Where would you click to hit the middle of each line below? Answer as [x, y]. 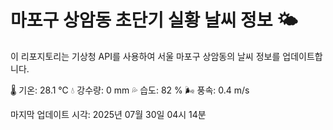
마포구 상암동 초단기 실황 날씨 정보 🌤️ [154, 20]
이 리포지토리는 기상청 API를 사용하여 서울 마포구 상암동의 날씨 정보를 [145, 56]
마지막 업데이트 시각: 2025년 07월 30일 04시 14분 [108, 114]
